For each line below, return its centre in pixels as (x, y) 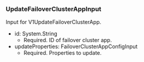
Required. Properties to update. (63, 53)
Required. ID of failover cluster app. (68, 40)
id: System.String (36, 34)
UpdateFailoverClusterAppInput (54, 9)
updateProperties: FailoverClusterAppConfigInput (76, 46)
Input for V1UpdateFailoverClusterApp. (54, 22)
